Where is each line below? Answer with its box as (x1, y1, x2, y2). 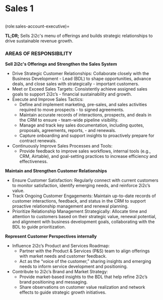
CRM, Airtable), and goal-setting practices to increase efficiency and (19, 153, 157, 159)
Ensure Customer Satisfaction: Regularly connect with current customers (12, 177, 159, 183)
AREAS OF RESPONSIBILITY (5, 50, 72, 56)
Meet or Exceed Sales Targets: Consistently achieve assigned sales (12, 86, 147, 92)
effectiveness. (19, 159, 48, 165)
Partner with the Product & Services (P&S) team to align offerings (19, 248, 150, 254)
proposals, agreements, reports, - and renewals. (19, 128, 116, 133)
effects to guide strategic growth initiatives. (19, 289, 107, 295)
